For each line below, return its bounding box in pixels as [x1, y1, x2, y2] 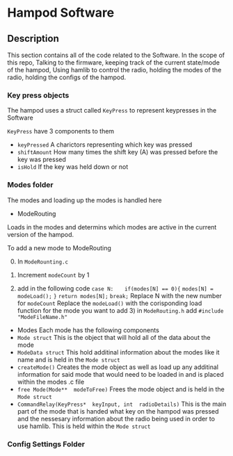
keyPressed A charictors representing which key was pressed [17, 140, 193, 149]
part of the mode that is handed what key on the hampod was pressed [17, 407, 219, 415]
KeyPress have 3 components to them [7, 127, 115, 136]
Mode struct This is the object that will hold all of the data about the [17, 333, 211, 341]
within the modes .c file [17, 377, 85, 386]
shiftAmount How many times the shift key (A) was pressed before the [17, 148, 218, 156]
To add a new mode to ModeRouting [7, 243, 111, 252]
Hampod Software [7, 5, 115, 21]
